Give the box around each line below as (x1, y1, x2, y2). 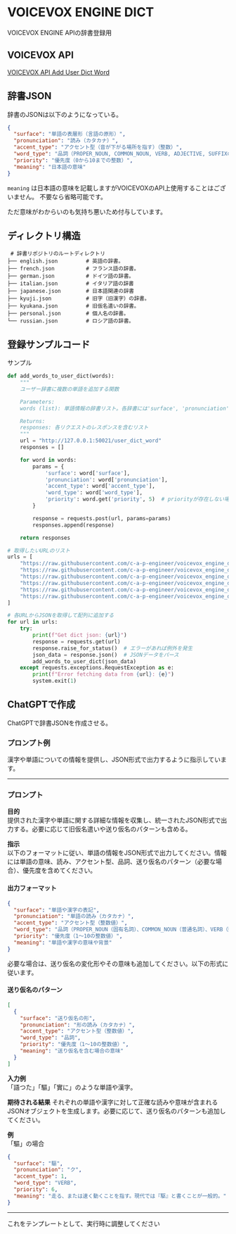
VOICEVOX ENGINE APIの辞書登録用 (7, 28, 112, 37)
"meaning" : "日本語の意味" (13, 163, 86, 170)
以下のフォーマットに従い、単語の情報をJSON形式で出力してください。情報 (7, 849, 227, 857)
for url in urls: (7, 619, 58, 626)
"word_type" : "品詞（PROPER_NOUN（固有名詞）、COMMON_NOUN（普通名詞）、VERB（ (13, 926, 228, 933)
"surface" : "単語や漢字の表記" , (13, 906, 100, 914)
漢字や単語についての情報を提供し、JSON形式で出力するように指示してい (7, 755, 221, 764)
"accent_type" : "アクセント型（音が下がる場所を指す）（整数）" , (13, 144, 183, 151)
